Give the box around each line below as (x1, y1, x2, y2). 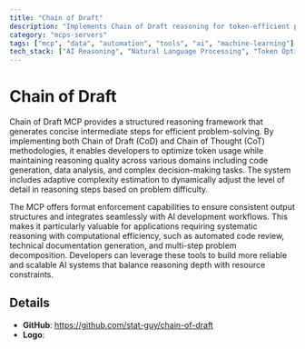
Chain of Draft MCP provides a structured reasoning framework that (9, 116, 263, 127)
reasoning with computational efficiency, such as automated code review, (9, 231, 284, 242)
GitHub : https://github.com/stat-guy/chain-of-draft (22, 319, 213, 330)
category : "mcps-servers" (9, 30, 107, 39)
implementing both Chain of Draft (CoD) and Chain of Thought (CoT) (9, 135, 266, 146)
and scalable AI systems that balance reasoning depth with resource (9, 260, 266, 271)
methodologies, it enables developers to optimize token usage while (9, 145, 264, 156)
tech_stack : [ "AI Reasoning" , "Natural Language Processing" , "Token (9, 47, 279, 56)
